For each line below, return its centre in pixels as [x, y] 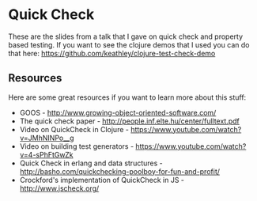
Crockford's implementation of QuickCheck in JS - [102, 180]
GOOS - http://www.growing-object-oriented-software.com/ [118, 112]
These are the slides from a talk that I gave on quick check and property [126, 36]
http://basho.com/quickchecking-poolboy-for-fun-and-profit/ [119, 171]
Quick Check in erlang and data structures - [91, 163]
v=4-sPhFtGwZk [46, 154]
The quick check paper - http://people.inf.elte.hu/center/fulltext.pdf [129, 121]
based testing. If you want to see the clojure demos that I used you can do [129, 44]
